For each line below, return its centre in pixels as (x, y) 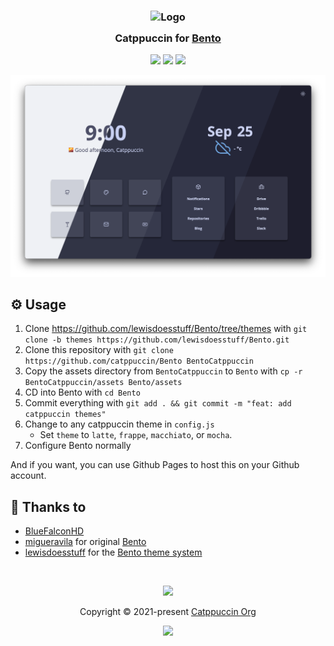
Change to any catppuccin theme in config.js (119, 424)
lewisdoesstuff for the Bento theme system (113, 552)
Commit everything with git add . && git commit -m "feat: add (158, 403)
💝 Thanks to (48, 506)
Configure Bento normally (78, 446)
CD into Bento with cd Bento (82, 392)
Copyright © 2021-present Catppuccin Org (168, 612)
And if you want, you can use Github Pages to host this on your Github (155, 465)
